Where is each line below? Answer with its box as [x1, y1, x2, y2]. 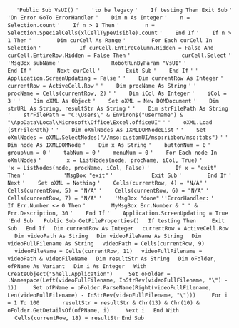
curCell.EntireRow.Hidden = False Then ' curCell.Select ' [7, 52, 232, 59]
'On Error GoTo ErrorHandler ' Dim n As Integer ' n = [7, 14, 190, 21]
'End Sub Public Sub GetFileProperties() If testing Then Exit [7, 217, 225, 225]
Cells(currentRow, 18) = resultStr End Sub [14, 314, 145, 322]
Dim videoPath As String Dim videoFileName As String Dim [14, 232, 202, 240]
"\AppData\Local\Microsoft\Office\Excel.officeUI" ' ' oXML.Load [7, 119, 213, 126]
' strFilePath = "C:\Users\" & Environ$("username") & [7, 111, 183, 118]
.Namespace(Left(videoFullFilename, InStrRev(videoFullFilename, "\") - [7, 277, 228, 284]
